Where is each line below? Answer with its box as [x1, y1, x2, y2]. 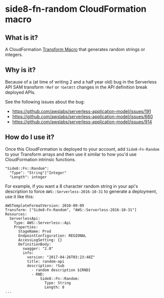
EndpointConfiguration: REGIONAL [18, 233, 87, 238]
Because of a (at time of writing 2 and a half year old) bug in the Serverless [5, 79, 157, 84]
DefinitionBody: [18, 242, 51, 246]
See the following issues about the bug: [5, 99, 85, 105]
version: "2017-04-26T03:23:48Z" [26, 254, 95, 260]
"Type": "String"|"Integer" [9, 170, 67, 175]
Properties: [14, 224, 38, 229]
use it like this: [5, 193, 34, 199]
